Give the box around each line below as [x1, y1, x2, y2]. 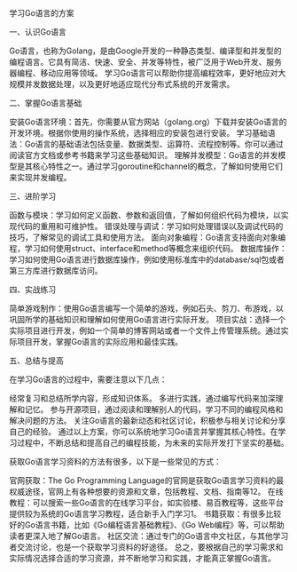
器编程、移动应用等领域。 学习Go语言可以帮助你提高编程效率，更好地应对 [9, 68, 278, 78]
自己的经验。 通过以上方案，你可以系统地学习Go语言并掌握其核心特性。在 [9, 426, 278, 437]
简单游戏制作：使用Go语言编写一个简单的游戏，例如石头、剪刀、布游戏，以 [9, 303, 284, 314]
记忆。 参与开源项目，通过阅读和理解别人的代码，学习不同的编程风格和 [24, 404, 284, 415]
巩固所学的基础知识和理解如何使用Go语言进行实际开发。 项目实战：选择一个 [9, 314, 286, 324]
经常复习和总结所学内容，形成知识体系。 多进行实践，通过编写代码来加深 [9, 393, 276, 403]
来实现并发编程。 [9, 172, 72, 182]
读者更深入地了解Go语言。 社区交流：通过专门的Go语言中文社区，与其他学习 [9, 531, 289, 541]
